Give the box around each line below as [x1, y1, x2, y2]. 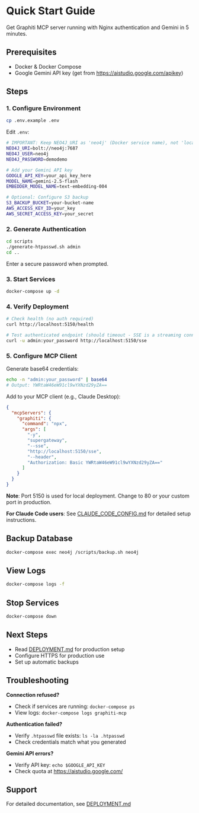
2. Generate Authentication [6, 225, 86, 233]
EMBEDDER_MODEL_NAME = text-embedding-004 [6, 184, 108, 190]
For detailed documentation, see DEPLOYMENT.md [6, 801, 131, 808]
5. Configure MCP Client [6, 352, 78, 360]
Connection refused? [6, 691, 60, 698]
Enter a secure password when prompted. [6, 260, 108, 267]
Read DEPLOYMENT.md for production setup [14, 645, 125, 653]
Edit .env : [6, 129, 30, 136]
